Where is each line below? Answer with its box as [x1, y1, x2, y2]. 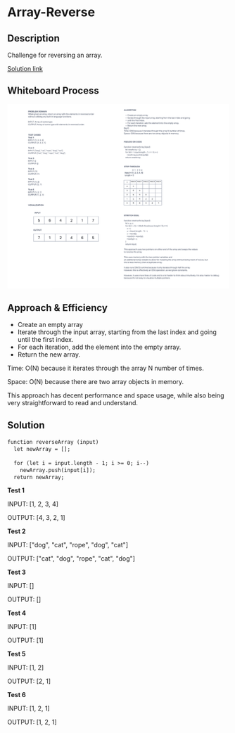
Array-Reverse [7, 4, 96, 20]
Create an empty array [17, 321, 83, 329]
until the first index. [17, 336, 74, 344]
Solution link [7, 65, 44, 72]
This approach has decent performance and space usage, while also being [7, 391, 224, 400]
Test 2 [7, 527, 26, 535]
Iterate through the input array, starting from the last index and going [17, 328, 217, 336]
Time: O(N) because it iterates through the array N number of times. [7, 364, 204, 373]
